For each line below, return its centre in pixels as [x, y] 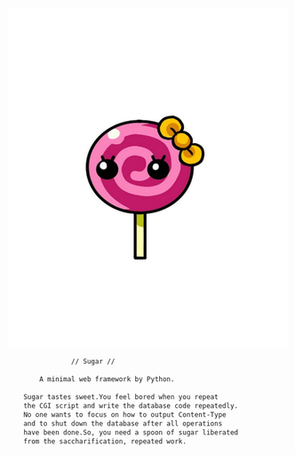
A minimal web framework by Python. [107, 379]
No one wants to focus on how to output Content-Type [125, 415]
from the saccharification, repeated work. [105, 441]
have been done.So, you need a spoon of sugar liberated [131, 432]
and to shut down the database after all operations [123, 423]
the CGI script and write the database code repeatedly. [131, 406]
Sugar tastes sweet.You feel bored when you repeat [121, 397]
